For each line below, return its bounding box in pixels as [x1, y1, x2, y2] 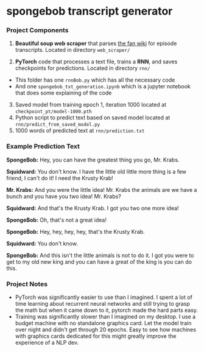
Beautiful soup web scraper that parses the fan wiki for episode [15, 40, 177, 47]
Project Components [6, 26, 69, 35]
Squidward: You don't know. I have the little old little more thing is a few [6, 167, 187, 175]
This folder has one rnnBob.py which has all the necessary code [15, 76, 175, 83]
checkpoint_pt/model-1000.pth [15, 108, 93, 115]
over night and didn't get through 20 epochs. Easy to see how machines [15, 326, 197, 333]
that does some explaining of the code [15, 90, 112, 97]
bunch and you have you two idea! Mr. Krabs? [6, 192, 122, 200]
